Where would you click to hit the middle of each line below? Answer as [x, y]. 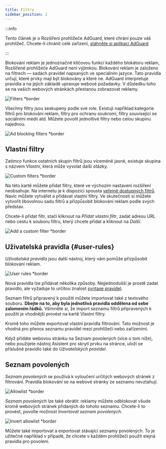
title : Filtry [20, 10]
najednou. [15, 124]
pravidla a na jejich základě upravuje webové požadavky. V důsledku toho [81, 84]
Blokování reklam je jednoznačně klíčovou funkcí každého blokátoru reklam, [83, 63]
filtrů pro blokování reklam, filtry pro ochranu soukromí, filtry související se [81, 113]
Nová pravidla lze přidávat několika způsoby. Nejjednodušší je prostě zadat [82, 283]
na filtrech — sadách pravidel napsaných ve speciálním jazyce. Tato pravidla [83, 73]
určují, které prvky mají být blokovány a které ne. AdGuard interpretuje [77, 78]
